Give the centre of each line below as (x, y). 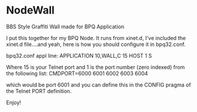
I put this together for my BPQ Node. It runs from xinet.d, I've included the (96, 38)
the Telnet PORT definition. (39, 91)
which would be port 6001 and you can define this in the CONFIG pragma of (98, 85)
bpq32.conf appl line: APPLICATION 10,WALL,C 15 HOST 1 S (79, 55)
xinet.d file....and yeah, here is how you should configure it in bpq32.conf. (96, 44)
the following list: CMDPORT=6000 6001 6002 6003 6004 (77, 73)
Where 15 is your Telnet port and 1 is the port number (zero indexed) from (96, 67)
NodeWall (30, 10)
